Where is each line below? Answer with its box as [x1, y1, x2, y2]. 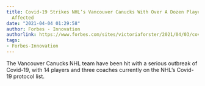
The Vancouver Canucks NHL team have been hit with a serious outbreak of [6, 59, 198, 67]
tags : [6, 37, 20, 43]
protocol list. [13, 73, 45, 80]
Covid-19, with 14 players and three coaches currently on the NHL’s [6, 66, 176, 73]
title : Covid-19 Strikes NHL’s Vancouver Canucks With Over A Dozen [6, 9, 184, 15]
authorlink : [6, 32, 37, 38]
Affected [12, 15, 34, 21]
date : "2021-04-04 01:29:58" [6, 20, 81, 26]
